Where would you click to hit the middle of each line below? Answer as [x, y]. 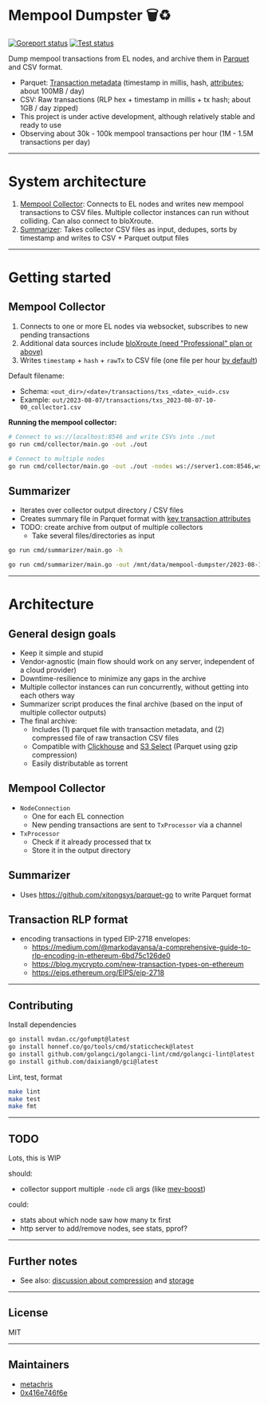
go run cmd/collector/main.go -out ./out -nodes [91, 466]
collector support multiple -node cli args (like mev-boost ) [112, 1189]
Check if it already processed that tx [91, 842]
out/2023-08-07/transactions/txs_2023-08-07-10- [134, 400]
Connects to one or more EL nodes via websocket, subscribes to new [134, 326]
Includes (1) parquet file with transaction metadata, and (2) [128, 729]
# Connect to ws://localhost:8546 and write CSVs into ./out [112, 436]
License [28, 1313]
